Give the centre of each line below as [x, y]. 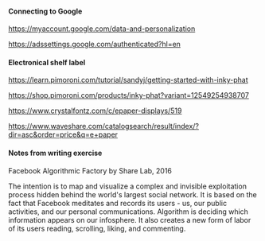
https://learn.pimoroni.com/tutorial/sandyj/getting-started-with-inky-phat [128, 80]
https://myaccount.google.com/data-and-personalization [102, 29]
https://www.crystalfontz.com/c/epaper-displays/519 [95, 111]
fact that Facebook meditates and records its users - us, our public [118, 203]
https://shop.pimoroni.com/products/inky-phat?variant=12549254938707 [129, 95]
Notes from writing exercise [55, 153]
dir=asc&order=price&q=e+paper [63, 134]
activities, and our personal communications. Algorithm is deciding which [129, 212]
